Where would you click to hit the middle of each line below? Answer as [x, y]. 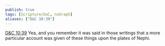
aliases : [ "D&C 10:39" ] [30, 19]
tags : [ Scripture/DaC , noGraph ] [39, 14]
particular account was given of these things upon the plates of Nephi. [78, 38]
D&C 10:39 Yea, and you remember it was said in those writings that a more [83, 33]
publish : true [20, 10]
